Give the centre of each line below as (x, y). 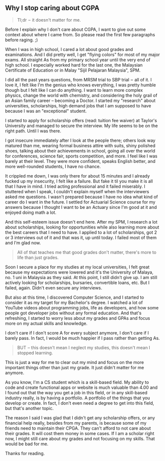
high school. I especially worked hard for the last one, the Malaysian (74, 65)
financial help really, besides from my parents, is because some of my (76, 423)
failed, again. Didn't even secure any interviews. (54, 288)
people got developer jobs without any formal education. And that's (73, 313)
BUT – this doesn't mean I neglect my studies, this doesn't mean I (84, 347)
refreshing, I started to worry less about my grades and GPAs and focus (78, 318)
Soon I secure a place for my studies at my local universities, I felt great (77, 267)
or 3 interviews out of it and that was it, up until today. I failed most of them (81, 237)
